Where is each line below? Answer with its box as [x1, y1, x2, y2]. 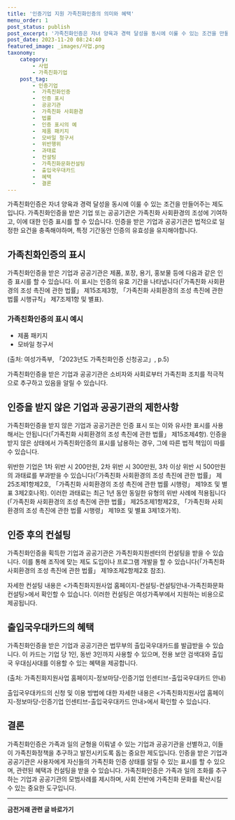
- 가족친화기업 [32, 69, 68, 76]
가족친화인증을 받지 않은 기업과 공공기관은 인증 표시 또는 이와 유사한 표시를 [7, 422, 211, 430]
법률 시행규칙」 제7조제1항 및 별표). [7, 295, 104, 304]
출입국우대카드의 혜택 [7, 621, 94, 633]
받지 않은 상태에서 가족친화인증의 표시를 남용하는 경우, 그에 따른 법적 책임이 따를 [7, 439, 226, 448]
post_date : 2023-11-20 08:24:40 [7, 36, 101, 43]
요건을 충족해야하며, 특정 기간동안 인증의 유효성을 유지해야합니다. [20, 226, 198, 235]
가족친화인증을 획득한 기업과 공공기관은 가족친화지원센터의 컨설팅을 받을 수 [7, 549, 211, 558]
